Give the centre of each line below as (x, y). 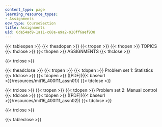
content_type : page (25, 10)
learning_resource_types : (31, 14)
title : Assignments (25, 28)
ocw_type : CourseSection (30, 23)
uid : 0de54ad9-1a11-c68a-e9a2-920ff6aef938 (50, 32)
